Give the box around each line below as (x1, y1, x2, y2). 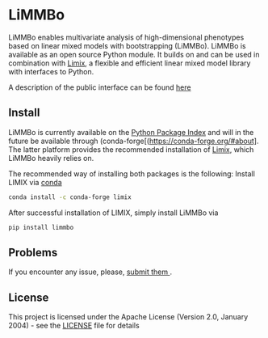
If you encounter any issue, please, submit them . (8, 267, 172, 277)
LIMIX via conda (8, 177, 62, 187)
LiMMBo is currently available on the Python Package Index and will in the (8, 127, 254, 137)
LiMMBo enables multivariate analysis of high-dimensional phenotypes (8, 32, 245, 42)
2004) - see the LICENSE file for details (8, 321, 140, 331)
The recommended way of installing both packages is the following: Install (8, 168, 256, 179)
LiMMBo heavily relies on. (8, 153, 94, 163)
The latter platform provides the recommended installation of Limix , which (8, 144, 254, 154)
